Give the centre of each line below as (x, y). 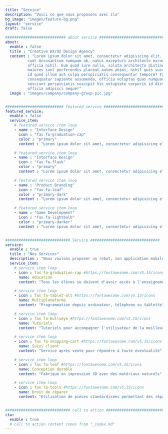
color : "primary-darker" (45, 222)
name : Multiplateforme (42, 300)
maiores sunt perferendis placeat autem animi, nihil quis (90, 70)
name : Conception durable (45, 369)
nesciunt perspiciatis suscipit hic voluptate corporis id (90, 84)
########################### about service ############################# (85, 37)
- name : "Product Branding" (44, 185)
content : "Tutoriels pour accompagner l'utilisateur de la (81, 328)
